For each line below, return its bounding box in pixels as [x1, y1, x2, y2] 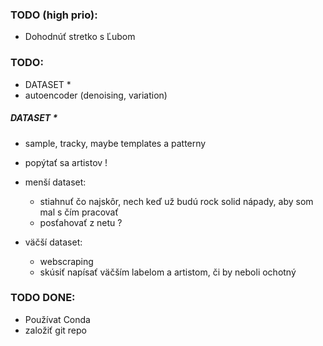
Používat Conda [24, 313, 91, 325]
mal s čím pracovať [39, 206, 119, 218]
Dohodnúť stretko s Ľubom [24, 31, 136, 43]
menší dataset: [24, 176, 87, 188]
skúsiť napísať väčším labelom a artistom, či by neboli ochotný [39, 266, 297, 278]
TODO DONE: [10, 291, 76, 305]
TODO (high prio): [10, 8, 98, 22]
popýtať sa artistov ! [24, 156, 108, 168]
